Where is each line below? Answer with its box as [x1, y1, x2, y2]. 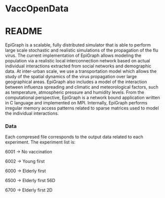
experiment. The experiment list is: [5, 139, 76, 145]
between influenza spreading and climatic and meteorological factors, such [5, 84, 159, 90]
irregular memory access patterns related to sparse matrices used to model [5, 105, 159, 111]
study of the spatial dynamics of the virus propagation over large [5, 74, 137, 80]
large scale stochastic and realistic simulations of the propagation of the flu [5, 48, 159, 53]
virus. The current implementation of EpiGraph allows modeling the [5, 52, 142, 58]
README [5, 26, 42, 37]
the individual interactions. [5, 110, 59, 116]
